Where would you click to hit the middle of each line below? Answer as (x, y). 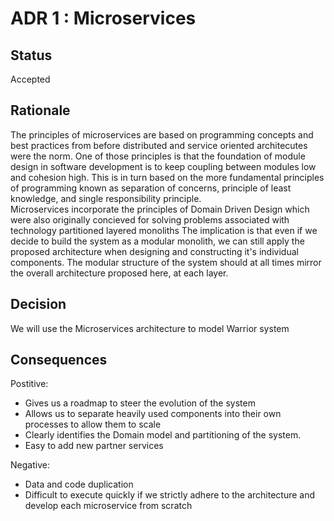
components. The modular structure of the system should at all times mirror (166, 262)
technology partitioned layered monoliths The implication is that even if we (164, 230)
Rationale (40, 110)
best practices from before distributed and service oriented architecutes (159, 145)
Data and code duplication (79, 484)
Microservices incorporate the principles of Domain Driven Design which (160, 209)
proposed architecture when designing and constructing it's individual (154, 251)
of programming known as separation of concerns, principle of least (151, 188)
